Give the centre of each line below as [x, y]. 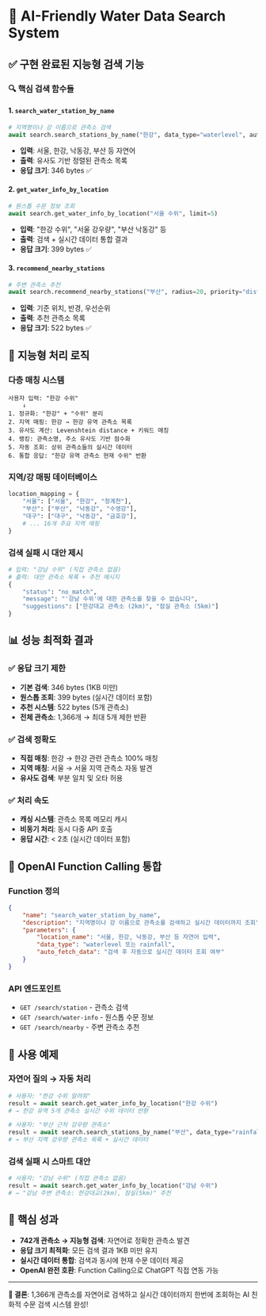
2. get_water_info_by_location [59, 189]
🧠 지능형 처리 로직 [49, 355]
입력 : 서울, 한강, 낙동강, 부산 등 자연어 [78, 151]
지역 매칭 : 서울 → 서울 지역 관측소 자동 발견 [86, 768]
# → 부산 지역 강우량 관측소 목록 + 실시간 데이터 [78, 1140]
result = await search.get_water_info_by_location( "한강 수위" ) [113, 1103]
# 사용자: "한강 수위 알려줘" [49, 1096]
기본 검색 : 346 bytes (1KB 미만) [69, 687]
